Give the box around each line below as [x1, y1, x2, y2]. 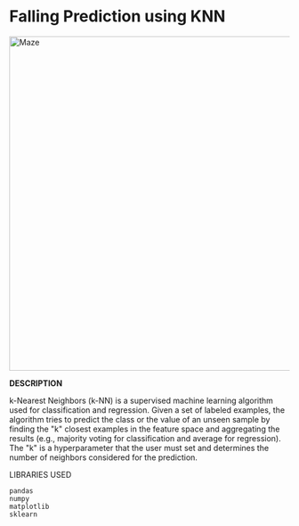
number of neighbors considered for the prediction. [9, 452, 198, 463]
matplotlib [9, 502, 50, 511]
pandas [9, 486, 34, 496]
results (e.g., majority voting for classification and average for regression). [9, 432, 282, 443]
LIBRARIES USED [9, 469, 72, 480]
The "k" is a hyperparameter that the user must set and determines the [9, 442, 270, 453]
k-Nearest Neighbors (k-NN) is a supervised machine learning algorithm [9, 395, 274, 406]
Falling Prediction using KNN [9, 6, 226, 27]
